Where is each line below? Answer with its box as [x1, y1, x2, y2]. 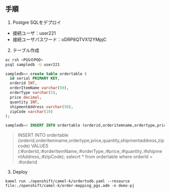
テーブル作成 [12, 47, 39, 53]
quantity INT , [10, 100, 39, 105]
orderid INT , [10, 81, 37, 86]
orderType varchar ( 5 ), [10, 90, 58, 95]
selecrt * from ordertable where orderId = [66, 154, 153, 160]
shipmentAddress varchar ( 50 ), [10, 104, 73, 109]
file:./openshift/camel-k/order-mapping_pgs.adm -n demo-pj [5, 183, 135, 188]
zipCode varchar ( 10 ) [10, 109, 53, 114]
